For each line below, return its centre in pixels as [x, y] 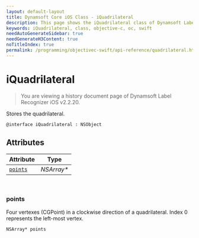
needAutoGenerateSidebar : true [45, 34]
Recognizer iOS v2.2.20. [50, 102]
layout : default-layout [36, 12]
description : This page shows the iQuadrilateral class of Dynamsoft [94, 22]
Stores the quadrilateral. [36, 114]
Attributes [25, 143]
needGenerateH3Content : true [42, 39]
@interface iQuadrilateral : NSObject [54, 124]
